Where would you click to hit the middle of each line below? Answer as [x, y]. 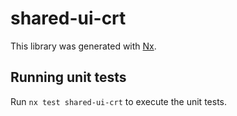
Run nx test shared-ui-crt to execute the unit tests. [118, 101]
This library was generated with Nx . [83, 46]
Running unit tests [68, 77]
